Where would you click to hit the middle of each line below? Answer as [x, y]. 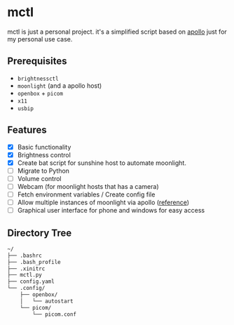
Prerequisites [37, 61]
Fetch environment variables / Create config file [86, 194]
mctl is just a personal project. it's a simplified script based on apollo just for [117, 32]
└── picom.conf [55, 314]
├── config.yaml [31, 281]
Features [27, 130]
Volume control [39, 178]
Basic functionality [44, 147]
